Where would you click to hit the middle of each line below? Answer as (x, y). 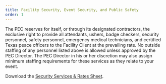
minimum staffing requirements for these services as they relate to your (79, 61)
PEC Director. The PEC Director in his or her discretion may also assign (79, 55)
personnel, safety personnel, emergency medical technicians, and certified (83, 39)
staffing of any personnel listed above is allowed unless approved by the (80, 50)
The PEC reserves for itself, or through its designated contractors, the (78, 29)
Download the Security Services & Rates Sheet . (54, 76)
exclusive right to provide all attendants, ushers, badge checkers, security (82, 34)
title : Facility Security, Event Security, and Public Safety (72, 10)
